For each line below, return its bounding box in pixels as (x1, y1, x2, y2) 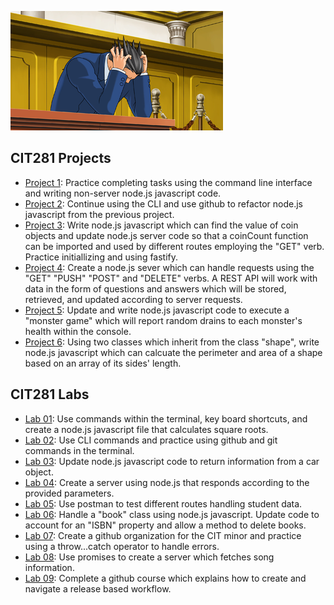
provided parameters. (24, 487, 115, 499)
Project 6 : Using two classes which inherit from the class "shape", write (24, 336, 320, 348)
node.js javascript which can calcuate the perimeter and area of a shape (24, 346, 323, 358)
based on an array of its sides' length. (24, 357, 182, 369)
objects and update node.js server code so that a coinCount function (24, 229, 309, 241)
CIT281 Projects (10, 150, 112, 167)
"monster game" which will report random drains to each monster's (24, 314, 303, 326)
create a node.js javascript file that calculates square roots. (24, 423, 269, 435)
